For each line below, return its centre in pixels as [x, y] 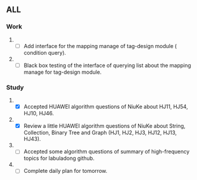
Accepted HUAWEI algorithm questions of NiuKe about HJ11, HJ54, [106, 107]
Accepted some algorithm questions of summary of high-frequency [107, 151]
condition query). [45, 52]
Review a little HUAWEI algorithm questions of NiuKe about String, [104, 126]
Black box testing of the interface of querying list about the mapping [107, 65]
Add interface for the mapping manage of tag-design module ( [100, 46]
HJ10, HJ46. [39, 113]
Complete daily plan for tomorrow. [65, 171]
